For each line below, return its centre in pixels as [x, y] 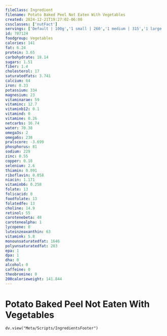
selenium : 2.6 [20, 165]
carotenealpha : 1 [24, 222]
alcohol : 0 [17, 265]
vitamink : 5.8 [20, 237]
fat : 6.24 [16, 48]
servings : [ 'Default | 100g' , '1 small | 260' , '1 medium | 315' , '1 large [83, 29]
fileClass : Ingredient [29, 10]
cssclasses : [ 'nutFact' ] [31, 24]
